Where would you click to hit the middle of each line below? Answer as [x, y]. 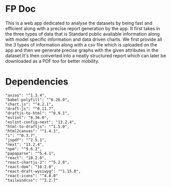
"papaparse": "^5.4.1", [31, 153]
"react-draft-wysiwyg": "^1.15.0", [43, 171]
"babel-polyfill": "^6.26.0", [38, 100]
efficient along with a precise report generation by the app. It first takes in [83, 28]
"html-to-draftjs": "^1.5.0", [38, 126]
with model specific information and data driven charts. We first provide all [84, 39]
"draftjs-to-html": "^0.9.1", [38, 113]
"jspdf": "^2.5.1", [26, 140]
